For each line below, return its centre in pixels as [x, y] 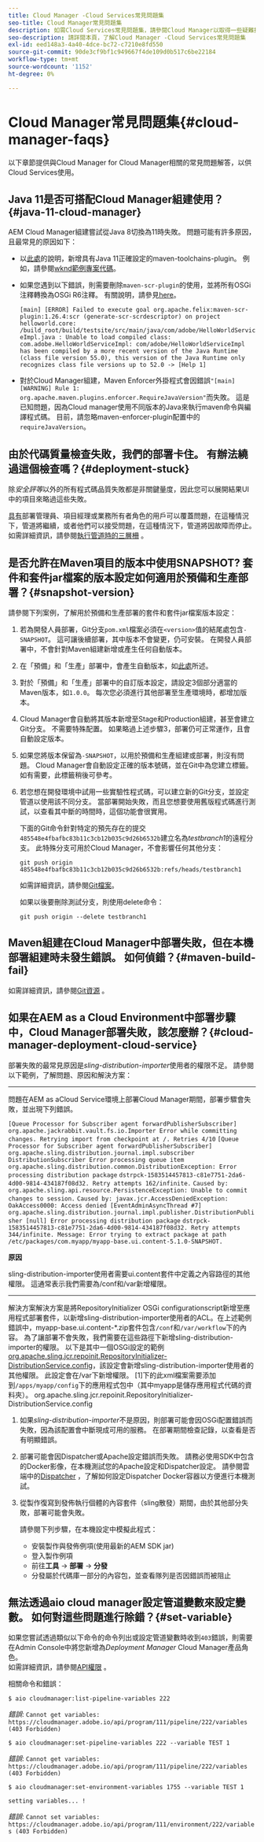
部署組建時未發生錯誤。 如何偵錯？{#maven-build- [132, 958]
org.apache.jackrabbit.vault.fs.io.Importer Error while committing [123, 1130]
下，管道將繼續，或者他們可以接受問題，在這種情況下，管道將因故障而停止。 [132, 526]
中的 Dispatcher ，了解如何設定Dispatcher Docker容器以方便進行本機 [137, 1476]
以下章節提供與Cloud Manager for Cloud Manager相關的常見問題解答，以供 [130, 162]
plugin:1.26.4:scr [49, 317]
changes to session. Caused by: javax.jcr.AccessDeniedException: [118, 1198]
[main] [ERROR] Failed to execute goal [85, 310]
